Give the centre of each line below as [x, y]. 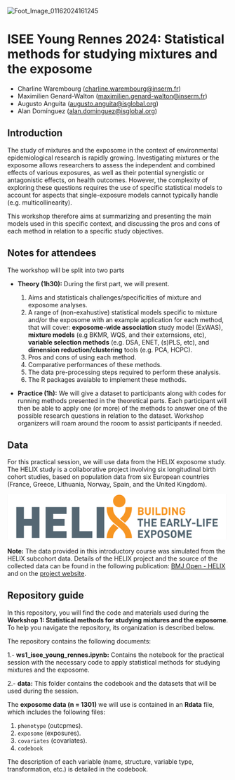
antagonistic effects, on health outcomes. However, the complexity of [108, 180]
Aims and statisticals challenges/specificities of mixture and [115, 297]
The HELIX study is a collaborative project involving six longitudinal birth [112, 469]
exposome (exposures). [49, 733]
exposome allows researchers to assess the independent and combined [111, 165]
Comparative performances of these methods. [95, 364]
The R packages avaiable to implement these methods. [107, 379]
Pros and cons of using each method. [82, 357]
